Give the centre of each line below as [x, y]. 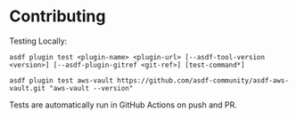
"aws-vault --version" [91, 88]
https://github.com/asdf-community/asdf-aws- [203, 80]
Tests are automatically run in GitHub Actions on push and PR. [124, 105]
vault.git [28, 88]
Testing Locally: [38, 41]
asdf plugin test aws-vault [62, 80]
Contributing [58, 16]
